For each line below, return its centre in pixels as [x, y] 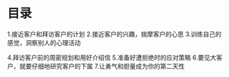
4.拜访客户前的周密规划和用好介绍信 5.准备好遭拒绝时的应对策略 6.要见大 [112, 57]
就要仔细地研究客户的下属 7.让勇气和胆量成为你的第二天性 [102, 66]
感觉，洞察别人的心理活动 [44, 42]
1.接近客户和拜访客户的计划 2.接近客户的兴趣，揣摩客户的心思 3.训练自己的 [114, 34]
